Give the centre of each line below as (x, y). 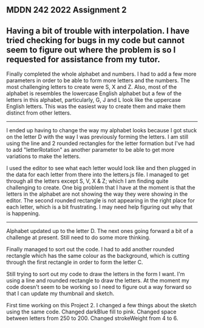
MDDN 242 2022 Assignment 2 (66, 10)
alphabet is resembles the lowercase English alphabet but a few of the (94, 93)
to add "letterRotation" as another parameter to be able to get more (90, 150)
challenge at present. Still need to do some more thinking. (78, 238)
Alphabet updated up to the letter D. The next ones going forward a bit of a (100, 231)
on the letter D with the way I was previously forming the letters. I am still (97, 137)
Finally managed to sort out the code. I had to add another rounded (90, 249)
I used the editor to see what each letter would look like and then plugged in (101, 168)
